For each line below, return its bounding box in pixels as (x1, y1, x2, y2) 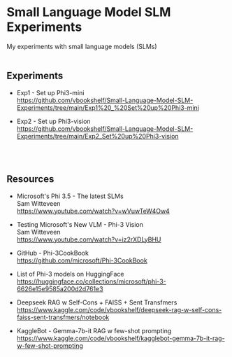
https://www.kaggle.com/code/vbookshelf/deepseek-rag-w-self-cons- (16, 305, 222, 314)
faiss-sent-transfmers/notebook (16, 313, 110, 321)
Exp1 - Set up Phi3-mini (16, 88, 85, 97)
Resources (6, 173, 55, 185)
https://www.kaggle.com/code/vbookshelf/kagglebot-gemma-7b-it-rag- (16, 334, 225, 342)
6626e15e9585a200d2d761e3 (16, 284, 103, 293)
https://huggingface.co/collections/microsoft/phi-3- (16, 277, 166, 286)
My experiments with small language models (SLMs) (6, 42, 158, 50)
